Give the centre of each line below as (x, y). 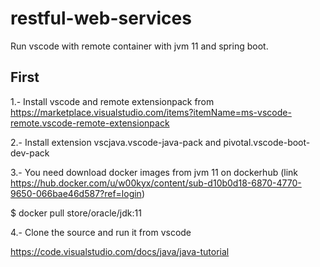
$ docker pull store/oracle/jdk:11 (76, 213)
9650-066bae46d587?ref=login (76, 193)
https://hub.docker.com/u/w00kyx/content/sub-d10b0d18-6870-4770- (156, 183)
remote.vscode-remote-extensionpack (90, 123)
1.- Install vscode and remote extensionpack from (112, 101)
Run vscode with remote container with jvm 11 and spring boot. (139, 46)
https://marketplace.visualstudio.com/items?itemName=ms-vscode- (151, 112)
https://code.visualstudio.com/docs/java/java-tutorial (120, 251)
